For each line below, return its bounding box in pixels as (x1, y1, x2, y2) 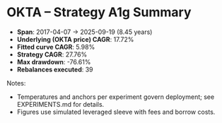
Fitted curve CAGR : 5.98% (16, 42, 95, 51)
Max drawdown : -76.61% (16, 57, 91, 66)
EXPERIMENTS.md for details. (16, 100, 105, 108)
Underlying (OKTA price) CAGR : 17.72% (16, 35, 134, 43)
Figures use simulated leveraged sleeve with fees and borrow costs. (16, 107, 216, 116)
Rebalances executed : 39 (16, 65, 93, 74)
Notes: (6, 78, 26, 87)
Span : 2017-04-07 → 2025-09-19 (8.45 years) (16, 28, 153, 36)
